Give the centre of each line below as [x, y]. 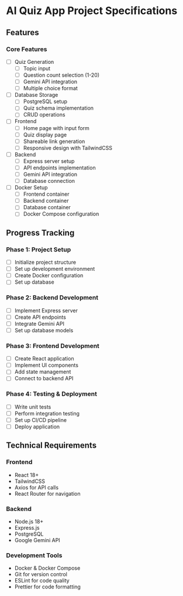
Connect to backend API [44, 379]
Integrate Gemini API [39, 323]
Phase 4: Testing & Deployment [52, 394]
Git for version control [41, 574]
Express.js [27, 527]
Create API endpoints [40, 317]
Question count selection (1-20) [61, 75]
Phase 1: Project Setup [39, 249]
